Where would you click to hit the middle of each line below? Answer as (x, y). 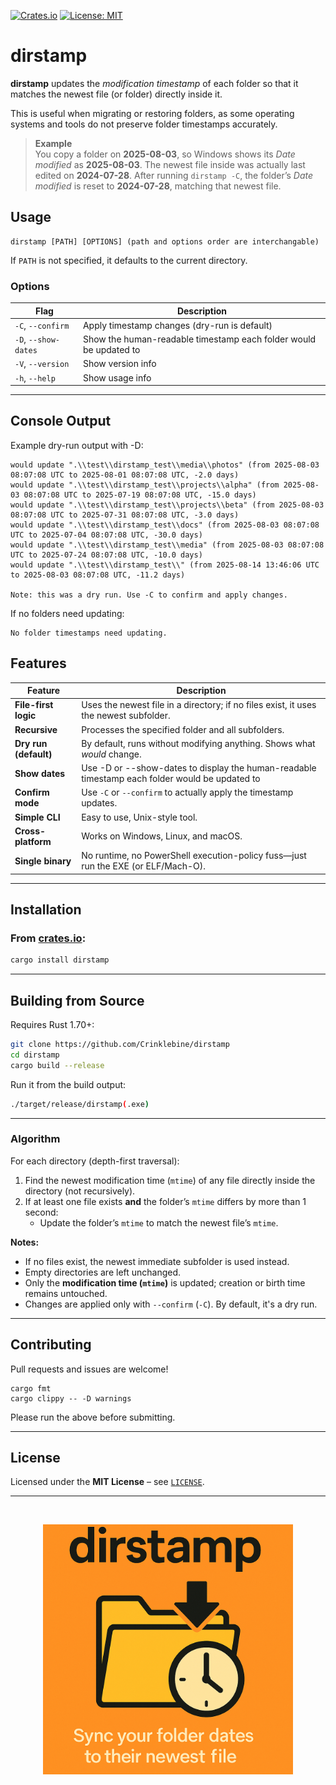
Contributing (51, 1345)
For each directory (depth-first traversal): (95, 1161)
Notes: (25, 1242)
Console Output (61, 421)
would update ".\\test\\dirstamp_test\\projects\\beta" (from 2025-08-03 (167, 505)
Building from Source (77, 1000)
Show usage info (117, 377)
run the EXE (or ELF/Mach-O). (143, 866)
